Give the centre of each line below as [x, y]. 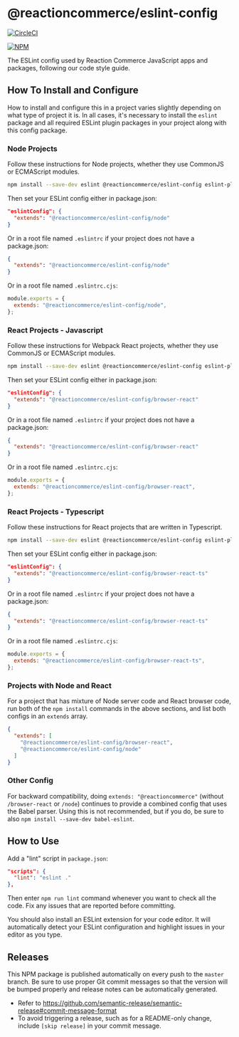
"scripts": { [27, 871]
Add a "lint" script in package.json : [58, 858]
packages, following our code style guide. [69, 68]
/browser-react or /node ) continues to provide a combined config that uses [117, 804]
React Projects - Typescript [56, 512]
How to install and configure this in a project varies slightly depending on [114, 107]
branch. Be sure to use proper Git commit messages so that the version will [118, 981]
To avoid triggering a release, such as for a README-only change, [115, 1018]
